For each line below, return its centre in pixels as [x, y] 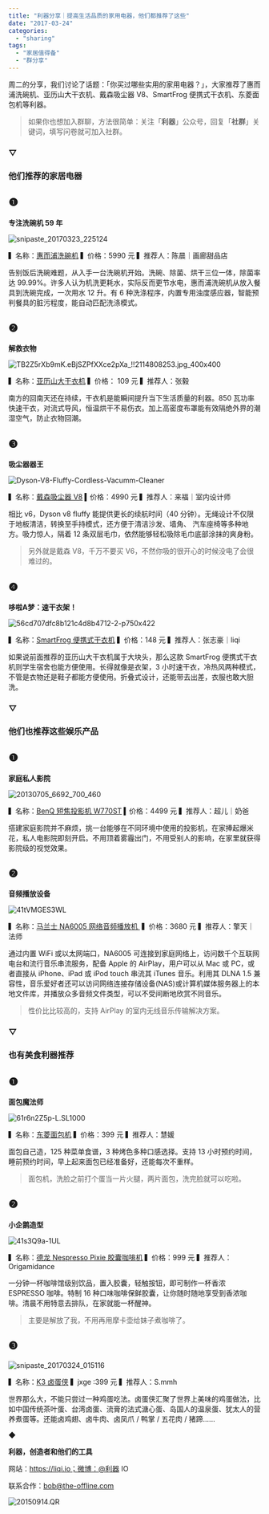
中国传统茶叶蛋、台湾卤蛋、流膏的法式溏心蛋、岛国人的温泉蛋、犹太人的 [134, 1409]
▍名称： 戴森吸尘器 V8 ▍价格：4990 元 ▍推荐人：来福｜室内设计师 [120, 497]
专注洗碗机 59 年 [36, 222]
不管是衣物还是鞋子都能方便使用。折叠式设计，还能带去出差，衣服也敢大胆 [131, 677]
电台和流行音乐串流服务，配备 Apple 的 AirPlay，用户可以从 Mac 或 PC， [128, 963]
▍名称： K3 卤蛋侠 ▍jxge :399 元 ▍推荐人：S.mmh [93, 1382]
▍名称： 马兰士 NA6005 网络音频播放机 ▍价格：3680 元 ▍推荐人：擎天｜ [131, 926]
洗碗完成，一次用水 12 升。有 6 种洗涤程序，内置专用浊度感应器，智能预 [141, 292]
